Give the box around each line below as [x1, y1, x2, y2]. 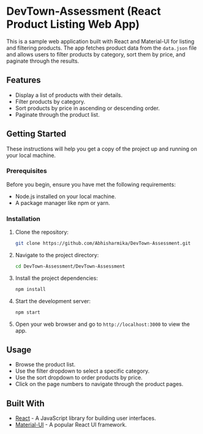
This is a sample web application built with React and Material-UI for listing [6, 37, 194, 45]
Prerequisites [6, 167, 47, 176]
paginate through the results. [6, 57, 79, 64]
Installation [6, 214, 41, 223]
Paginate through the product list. [15, 110, 100, 118]
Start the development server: [15, 297, 91, 304]
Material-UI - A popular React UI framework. [15, 421, 127, 428]
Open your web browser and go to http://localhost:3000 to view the [15, 320, 190, 328]
